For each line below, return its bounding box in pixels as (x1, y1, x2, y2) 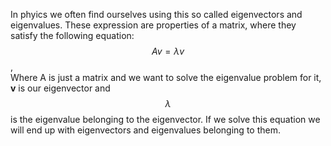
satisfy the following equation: (10, 30, 135, 41)
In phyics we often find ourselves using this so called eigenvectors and (10, 9, 303, 20)
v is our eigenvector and (10, 82, 111, 94)
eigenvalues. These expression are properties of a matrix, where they (10, 19, 297, 31)
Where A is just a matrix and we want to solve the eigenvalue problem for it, (10, 72, 322, 83)
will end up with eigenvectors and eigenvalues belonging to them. (10, 124, 281, 136)
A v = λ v (151, 45, 185, 57)
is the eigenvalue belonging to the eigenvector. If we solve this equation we (10, 114, 321, 125)
